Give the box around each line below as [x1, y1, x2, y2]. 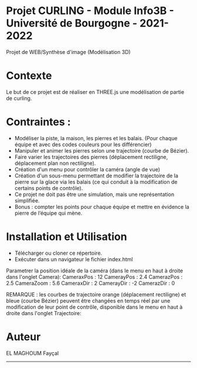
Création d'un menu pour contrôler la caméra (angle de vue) [14, 166, 160, 173]
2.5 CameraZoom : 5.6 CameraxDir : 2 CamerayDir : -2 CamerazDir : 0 [6, 279, 175, 286]
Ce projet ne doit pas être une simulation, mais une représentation [14, 191, 175, 198]
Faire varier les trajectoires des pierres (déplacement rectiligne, [14, 153, 168, 160]
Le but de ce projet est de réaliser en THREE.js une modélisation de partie [6, 88, 185, 95]
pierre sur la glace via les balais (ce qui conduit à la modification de [14, 178, 178, 185]
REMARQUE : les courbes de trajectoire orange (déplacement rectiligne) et [6, 291, 186, 298]
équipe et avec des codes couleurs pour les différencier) [14, 141, 152, 148]
